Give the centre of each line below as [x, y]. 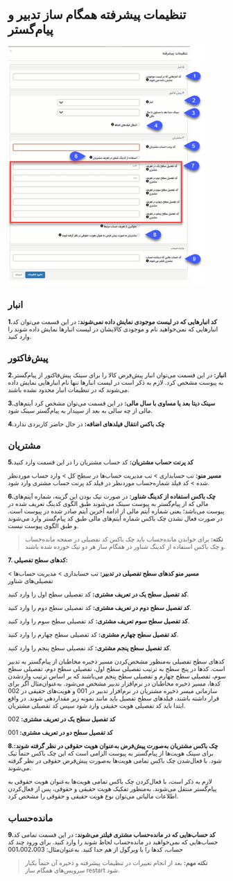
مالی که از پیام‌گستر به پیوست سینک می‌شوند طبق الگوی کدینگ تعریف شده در [108, 504]
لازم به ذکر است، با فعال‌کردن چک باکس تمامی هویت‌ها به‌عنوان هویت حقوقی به [110, 782]
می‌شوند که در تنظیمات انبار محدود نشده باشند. [69, 390]
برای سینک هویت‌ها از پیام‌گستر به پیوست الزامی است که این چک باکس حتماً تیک [111, 753]
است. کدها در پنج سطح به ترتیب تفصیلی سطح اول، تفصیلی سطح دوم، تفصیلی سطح [116, 669]
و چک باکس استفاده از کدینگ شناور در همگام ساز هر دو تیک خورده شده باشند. [125, 547]
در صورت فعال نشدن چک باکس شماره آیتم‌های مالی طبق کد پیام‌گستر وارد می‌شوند [115, 518]
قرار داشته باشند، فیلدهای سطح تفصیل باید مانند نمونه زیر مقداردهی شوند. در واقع [114, 698]
